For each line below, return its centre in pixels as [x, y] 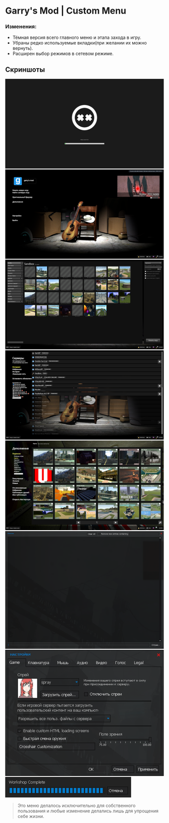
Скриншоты [25, 69]
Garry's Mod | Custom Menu [66, 11]
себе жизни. [31, 816]
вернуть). [23, 48]
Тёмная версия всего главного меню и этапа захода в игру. [77, 37]
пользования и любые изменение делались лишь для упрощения [88, 811]
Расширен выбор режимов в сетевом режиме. [63, 54]
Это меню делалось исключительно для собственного [76, 806]
